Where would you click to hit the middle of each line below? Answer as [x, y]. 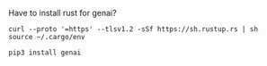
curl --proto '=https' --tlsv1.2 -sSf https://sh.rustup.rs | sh [133, 29]
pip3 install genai [45, 53]
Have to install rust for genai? [63, 13]
